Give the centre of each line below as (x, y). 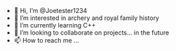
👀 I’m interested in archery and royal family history (87, 18)
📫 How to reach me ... (46, 40)
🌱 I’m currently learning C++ (55, 25)
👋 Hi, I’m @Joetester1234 (50, 11)
